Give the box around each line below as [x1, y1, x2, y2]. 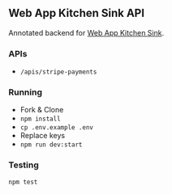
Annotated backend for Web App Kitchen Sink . [8, 27, 165, 37]
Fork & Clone [19, 105, 64, 115]
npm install [19, 115, 61, 124]
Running [8, 86, 43, 98]
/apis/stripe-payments [19, 68, 97, 76]
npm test [8, 178, 38, 186]
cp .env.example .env [19, 124, 93, 132]
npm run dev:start [19, 141, 83, 149]
